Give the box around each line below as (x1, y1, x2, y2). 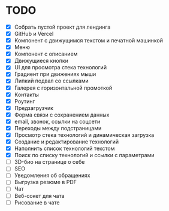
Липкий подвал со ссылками (14, 77, 89, 84)
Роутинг (14, 97, 35, 105)
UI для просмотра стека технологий (14, 64, 107, 71)
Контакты (14, 91, 40, 98)
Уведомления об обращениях (14, 172, 90, 179)
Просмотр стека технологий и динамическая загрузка (14, 131, 155, 138)
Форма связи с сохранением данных (14, 111, 110, 118)
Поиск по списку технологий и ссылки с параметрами (14, 152, 155, 159)
